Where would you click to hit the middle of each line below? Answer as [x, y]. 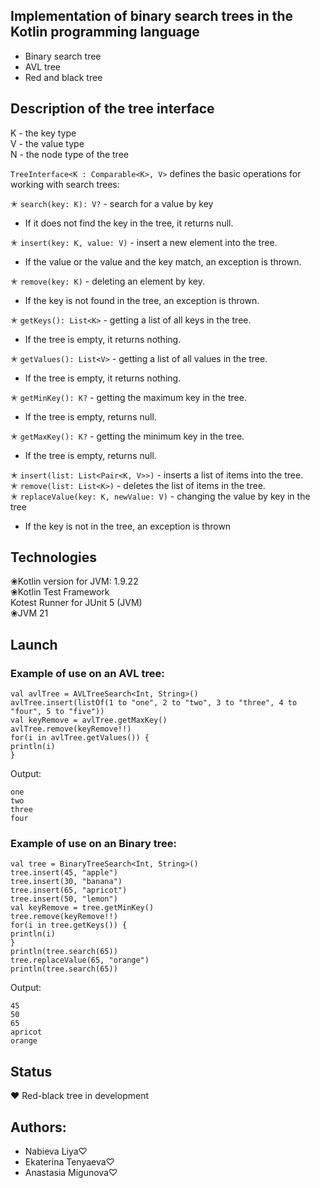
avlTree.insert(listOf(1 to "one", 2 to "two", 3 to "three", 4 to [154, 703]
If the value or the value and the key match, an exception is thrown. [163, 261]
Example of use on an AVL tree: [87, 673]
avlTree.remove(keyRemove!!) [71, 729]
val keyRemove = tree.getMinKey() [82, 908]
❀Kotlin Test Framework [60, 592]
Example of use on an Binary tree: [94, 844]
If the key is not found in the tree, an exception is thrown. [142, 300]
